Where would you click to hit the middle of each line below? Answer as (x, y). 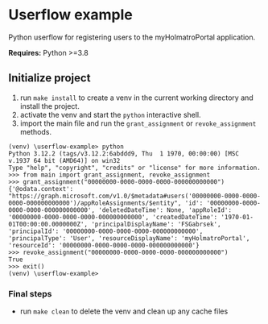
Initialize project (49, 78)
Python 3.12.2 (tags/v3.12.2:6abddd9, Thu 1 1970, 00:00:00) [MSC (124, 154)
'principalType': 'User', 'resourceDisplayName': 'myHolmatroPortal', (129, 238)
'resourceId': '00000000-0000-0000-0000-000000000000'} (104, 245)
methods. (36, 131)
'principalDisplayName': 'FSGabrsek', (156, 224)
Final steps (30, 293)
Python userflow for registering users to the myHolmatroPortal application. (132, 37)
